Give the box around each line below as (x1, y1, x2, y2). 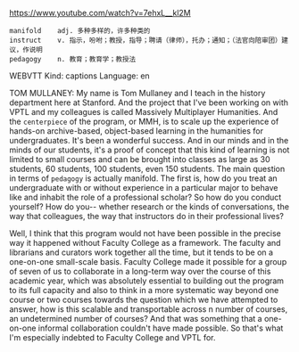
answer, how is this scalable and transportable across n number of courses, (9, 304, 288, 315)
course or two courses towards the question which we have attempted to (9, 294, 278, 305)
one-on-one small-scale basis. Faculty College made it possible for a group (9, 257, 287, 266)
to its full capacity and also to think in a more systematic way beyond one (9, 285, 279, 295)
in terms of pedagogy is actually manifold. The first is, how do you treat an (9, 173, 278, 184)
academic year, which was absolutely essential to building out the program (9, 275, 284, 286)
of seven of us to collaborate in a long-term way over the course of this (9, 266, 271, 276)
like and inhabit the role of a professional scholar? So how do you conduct (9, 192, 282, 202)
